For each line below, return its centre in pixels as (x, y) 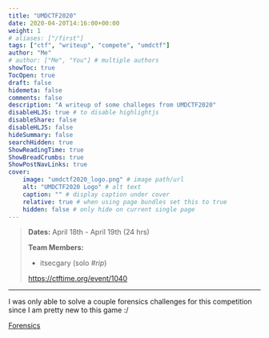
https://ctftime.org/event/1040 (78, 279)
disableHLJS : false (41, 127)
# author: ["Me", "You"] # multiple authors (84, 61)
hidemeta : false (35, 90)
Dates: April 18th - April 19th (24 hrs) (88, 232)
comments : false (35, 98)
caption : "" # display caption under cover (96, 194)
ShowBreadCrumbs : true (46, 157)
